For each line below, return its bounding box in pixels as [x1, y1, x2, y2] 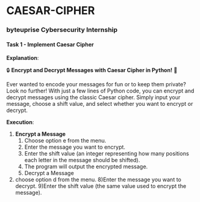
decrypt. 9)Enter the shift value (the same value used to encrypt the [15, 182, 187, 190]
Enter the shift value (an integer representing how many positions [24, 150, 190, 157]
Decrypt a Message [24, 170, 75, 177]
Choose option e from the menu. [24, 137, 106, 144]
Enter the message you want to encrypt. [24, 143, 125, 151]
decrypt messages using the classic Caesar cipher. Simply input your [6, 94, 181, 101]
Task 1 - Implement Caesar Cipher [6, 40, 94, 48]
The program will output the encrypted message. [24, 163, 148, 170]
